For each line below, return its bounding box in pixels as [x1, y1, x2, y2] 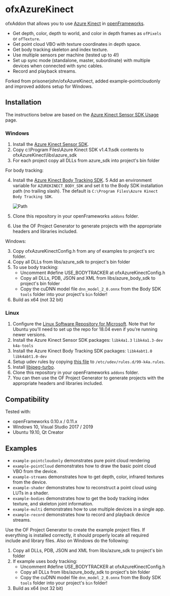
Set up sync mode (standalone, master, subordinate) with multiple [12, 57, 151, 63]
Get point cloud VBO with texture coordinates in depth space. [12, 41, 141, 47]
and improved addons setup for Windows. [5, 83, 93, 90]
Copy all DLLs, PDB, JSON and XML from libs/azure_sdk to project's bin [12, 547, 163, 553]
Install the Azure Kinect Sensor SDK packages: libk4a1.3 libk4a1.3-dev [12, 337, 163, 343]
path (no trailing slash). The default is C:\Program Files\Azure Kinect [12, 188, 158, 194]
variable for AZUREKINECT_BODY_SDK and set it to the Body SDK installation [12, 183, 163, 189]
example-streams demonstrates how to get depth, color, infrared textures [12, 473, 164, 480]
